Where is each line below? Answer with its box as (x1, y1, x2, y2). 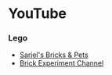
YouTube (8, 5, 67, 23)
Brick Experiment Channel (19, 59, 104, 68)
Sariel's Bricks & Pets (19, 50, 89, 59)
